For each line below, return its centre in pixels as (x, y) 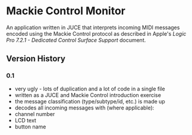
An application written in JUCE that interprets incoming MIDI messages (93, 27)
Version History (36, 59)
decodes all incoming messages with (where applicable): (84, 108)
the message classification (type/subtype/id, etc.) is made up (90, 101)
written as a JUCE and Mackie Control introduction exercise (88, 95)
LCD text (26, 120)
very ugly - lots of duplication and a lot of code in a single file (90, 89)
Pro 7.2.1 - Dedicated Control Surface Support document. (76, 40)
